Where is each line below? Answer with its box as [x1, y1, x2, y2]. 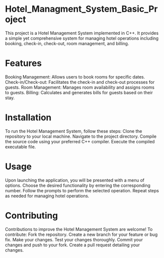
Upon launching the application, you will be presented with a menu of [5, 177, 145, 183]
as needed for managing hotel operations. [5, 193, 89, 199]
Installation [5, 112, 52, 123]
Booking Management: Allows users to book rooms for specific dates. [5, 74, 145, 79]
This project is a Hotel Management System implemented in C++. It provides [5, 30, 159, 36]
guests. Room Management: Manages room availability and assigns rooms [5, 84, 155, 90]
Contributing [5, 210, 58, 221]
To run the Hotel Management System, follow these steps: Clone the [5, 128, 143, 134]
